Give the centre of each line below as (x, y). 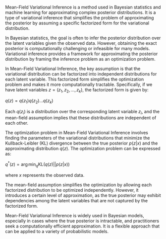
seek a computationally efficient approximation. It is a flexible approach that (83, 226)
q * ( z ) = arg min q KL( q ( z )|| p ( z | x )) (38, 164)
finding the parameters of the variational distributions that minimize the (78, 138)
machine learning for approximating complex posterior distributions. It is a (81, 12)
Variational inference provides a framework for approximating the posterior (82, 54)
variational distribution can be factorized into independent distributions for (81, 74)
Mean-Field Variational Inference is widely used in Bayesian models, (75, 215)
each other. (17, 123)
